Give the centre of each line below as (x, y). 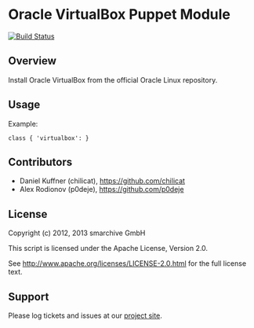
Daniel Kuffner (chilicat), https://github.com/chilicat (102, 181)
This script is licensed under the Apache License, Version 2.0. (108, 249)
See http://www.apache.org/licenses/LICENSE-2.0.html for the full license (127, 264)
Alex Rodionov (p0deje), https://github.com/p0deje (102, 190)
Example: (23, 123)
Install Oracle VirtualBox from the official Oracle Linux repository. (113, 79)
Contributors (40, 162)
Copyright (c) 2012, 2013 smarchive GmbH (77, 233)
